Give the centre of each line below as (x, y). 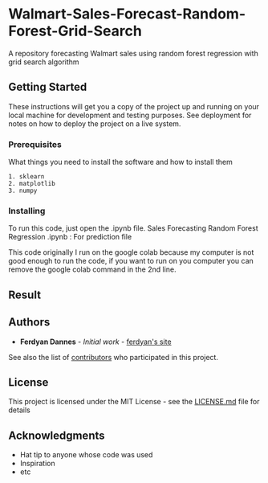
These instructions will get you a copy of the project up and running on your (134, 106)
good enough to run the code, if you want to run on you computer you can (131, 261)
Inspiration (37, 464)
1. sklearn (26, 177)
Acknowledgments (57, 435)
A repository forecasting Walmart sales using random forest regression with (133, 53)
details (19, 410)
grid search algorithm (44, 62)
